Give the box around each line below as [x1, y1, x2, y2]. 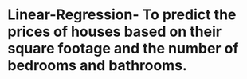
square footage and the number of [7, 40, 239, 57]
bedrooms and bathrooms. [7, 57, 188, 75]
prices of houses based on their [7, 22, 222, 41]
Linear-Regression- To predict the [7, 6, 237, 24]
